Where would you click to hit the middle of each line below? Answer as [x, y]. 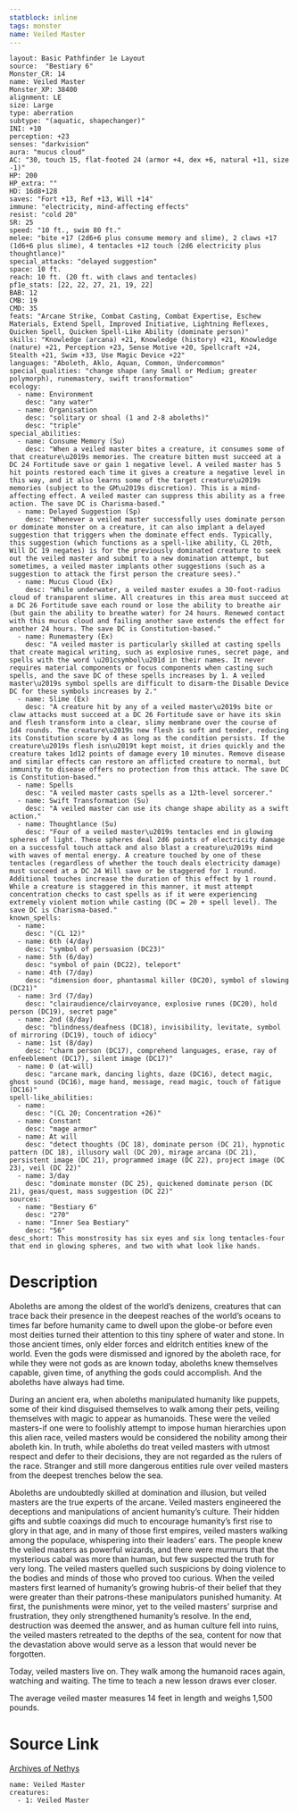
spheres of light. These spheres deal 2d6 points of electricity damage [147, 840]
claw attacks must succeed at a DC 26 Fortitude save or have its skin [145, 715]
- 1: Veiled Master [54, 1800]
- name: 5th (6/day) [55, 957]
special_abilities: [46, 434]
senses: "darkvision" [50, 145]
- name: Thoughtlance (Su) [67, 824]
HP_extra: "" [33, 184]
